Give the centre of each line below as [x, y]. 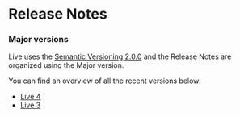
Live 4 [30, 97]
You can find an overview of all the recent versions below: [105, 81]
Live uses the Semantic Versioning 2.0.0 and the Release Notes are [120, 56]
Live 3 [30, 105]
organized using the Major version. [66, 65]
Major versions [38, 40]
